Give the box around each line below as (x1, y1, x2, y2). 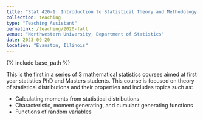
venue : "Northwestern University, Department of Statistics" (6, 31, 165, 37)
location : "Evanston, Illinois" (6, 43, 88, 49)
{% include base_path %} (6, 58, 71, 66)
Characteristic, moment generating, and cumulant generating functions (15, 101, 193, 109)
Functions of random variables (15, 108, 92, 115)
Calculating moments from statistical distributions (15, 95, 140, 103)
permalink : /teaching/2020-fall (6, 25, 88, 32)
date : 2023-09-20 (6, 37, 50, 43)
